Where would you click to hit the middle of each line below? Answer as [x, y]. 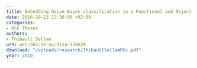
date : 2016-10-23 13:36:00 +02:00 [49, 17]
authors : [17, 34]
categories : [21, 22]
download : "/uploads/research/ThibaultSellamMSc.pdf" [74, 50]
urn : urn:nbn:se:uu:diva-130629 [46, 45]
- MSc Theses [22, 28]
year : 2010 [20, 56]
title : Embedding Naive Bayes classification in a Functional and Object [99, 12]
